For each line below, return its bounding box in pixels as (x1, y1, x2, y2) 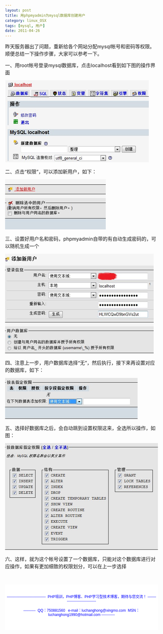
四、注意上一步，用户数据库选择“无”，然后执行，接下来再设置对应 (5, 360, 155, 367)
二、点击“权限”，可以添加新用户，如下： (5, 168, 97, 175)
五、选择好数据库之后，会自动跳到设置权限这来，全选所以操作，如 (5, 425, 156, 432)
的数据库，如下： (5, 367, 45, 374)
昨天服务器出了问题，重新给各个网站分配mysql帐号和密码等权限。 (5, 43, 155, 50)
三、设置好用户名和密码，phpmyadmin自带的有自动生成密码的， (5, 236, 151, 243)
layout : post (5, 8, 32, 13)
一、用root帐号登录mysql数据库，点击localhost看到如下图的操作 (5, 62, 151, 69)
